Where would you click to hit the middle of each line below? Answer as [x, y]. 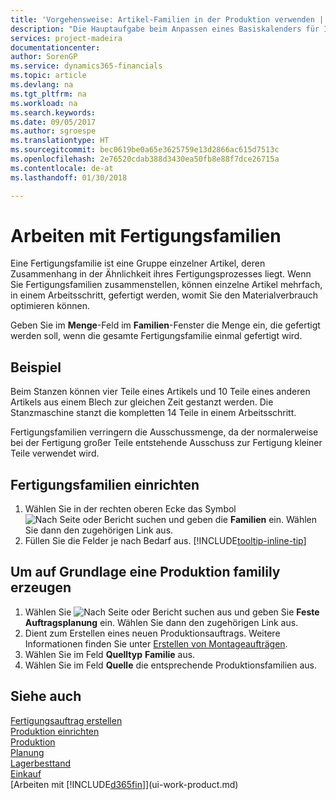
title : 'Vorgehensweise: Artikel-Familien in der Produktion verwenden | [167, 19]
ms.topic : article [48, 76]
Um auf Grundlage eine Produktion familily [145, 572]
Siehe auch [46, 696]
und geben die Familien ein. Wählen [243, 520]
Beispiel [36, 367]
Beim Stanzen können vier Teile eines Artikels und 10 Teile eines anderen [160, 392]
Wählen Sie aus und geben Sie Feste [172, 612]
